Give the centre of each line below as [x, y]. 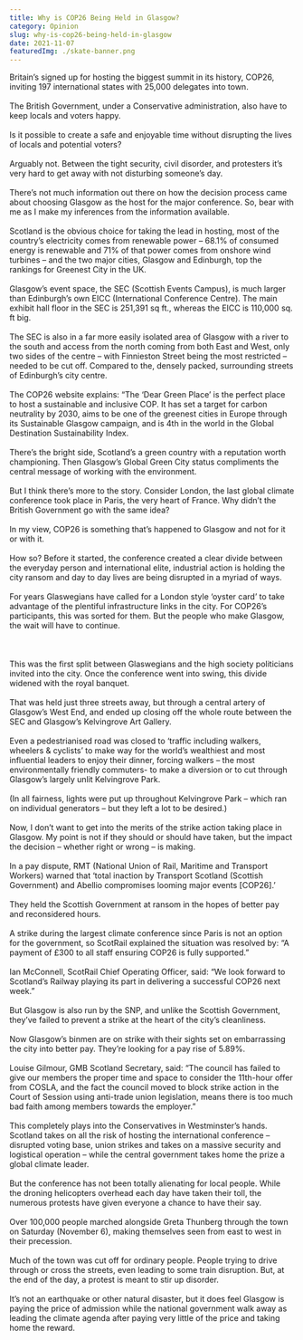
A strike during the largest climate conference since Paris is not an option [146, 933]
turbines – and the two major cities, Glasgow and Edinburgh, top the [136, 260]
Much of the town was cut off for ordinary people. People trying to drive [143, 1260]
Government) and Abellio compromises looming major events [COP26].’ [142, 885]
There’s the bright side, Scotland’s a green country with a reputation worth [148, 453]
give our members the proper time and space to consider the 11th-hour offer [151, 1077]
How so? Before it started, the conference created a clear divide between [146, 559]
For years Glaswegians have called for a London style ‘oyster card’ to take [147, 597]
